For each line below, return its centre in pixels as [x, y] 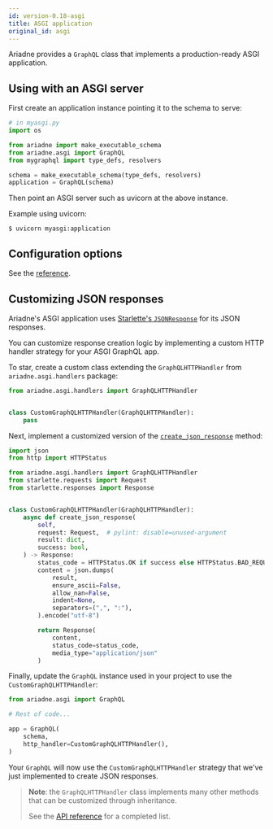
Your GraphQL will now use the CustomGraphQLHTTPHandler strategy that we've [136, 767]
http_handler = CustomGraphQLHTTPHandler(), [96, 744]
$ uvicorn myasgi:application [60, 229]
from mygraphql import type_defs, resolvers [85, 160]
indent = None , [74, 600]
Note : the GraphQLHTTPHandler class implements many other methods [143, 792]
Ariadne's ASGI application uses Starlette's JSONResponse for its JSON [124, 318]
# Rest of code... [39, 714]
